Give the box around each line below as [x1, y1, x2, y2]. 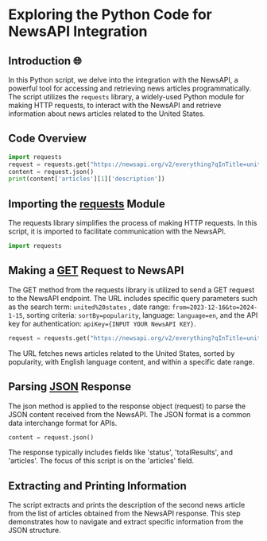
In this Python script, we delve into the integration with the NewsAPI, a [8, 75, 238, 84]
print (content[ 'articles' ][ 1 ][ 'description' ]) [8, 175, 165, 184]
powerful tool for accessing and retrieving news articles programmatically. [8, 83, 252, 93]
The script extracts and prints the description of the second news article [8, 500, 246, 510]
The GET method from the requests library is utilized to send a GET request [8, 284, 255, 295]
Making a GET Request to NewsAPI [8, 264, 184, 277]
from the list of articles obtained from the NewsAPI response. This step [8, 508, 241, 518]
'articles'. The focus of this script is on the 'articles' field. [8, 456, 195, 466]
